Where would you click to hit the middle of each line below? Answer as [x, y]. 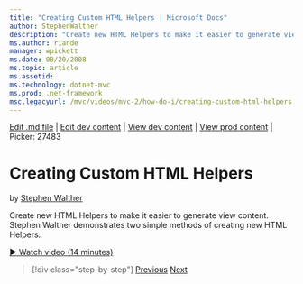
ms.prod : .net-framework [56, 93]
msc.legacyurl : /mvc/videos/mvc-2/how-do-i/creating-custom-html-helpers [151, 101]
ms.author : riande [44, 43]
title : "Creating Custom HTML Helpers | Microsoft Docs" [119, 18]
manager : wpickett [44, 51]
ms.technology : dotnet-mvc [60, 85]
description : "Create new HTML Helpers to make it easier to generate [145, 34]
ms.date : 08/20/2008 [48, 60]
